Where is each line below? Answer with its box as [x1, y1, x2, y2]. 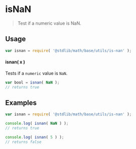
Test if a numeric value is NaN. [17, 20, 82, 26]
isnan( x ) [5, 59, 25, 65]
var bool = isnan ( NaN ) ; [5, 80, 59, 85]
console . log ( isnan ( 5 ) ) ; [5, 135, 64, 140]
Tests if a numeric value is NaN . [5, 70, 68, 76]
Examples [5, 98, 37, 107]
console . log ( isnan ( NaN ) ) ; [5, 121, 69, 126]
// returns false [5, 139, 42, 144]
